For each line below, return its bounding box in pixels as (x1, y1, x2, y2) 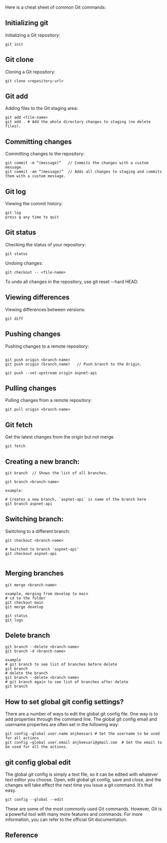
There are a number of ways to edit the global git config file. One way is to (5, 711, 158, 717)
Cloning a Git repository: (5, 69, 55, 75)
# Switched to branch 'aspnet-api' (5, 546, 79, 551)
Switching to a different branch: (5, 528, 70, 534)
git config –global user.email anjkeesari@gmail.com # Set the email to (5, 740, 162, 745)
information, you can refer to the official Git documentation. (5, 816, 127, 822)
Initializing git (5, 19, 48, 27)
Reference (5, 831, 38, 839)
